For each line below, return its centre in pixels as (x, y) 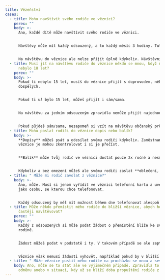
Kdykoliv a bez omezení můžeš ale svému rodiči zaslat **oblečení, (89, 171)
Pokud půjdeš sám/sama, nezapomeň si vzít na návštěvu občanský (85, 126)
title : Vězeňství (23, 10)
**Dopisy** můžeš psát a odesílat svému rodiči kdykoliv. (79, 140)
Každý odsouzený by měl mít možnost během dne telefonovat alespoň (89, 203)
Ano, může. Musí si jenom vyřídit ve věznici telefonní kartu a (85, 185)
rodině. (26, 230)
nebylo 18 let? (34, 68)
